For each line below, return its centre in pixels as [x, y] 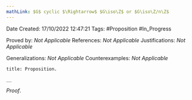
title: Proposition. [32, 69]
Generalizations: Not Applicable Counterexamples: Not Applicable [87, 58]
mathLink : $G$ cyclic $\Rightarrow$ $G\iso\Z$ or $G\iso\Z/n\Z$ [88, 12]
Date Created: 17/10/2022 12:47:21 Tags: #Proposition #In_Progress [89, 29]
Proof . [14, 90]
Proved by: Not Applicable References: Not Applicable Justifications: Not [96, 40]
